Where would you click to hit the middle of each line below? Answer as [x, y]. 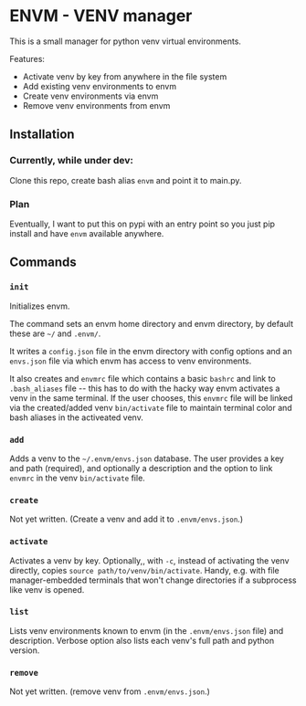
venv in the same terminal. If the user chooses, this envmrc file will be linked [151, 397]
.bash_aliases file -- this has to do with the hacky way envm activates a [145, 388]
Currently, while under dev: [72, 161]
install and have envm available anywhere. [87, 233]
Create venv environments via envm [90, 96]
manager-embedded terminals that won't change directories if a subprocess [153, 580]
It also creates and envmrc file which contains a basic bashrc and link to [142, 378]
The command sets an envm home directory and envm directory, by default [152, 323]
